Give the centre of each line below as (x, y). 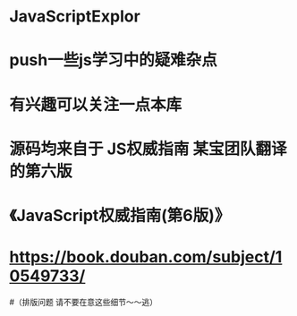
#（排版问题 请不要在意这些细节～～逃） (84, 302)
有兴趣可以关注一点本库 (96, 104)
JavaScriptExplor (75, 17)
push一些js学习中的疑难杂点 (113, 60)
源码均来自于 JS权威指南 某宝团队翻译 (148, 149)
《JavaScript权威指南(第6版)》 (120, 215)
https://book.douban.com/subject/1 (146, 257)
